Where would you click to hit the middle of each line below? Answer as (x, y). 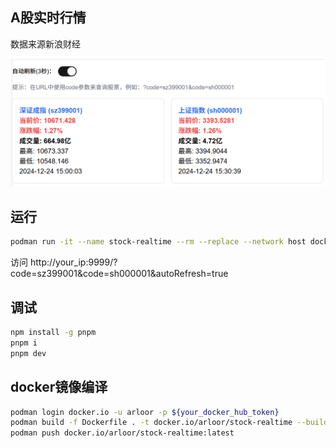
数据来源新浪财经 (45, 44)
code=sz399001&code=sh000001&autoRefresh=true (119, 274)
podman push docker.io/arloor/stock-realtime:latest (122, 433)
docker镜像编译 (59, 387)
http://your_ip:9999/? (73, 262)
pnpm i (24, 343)
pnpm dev (28, 353)
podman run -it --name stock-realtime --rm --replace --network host (158, 242)
